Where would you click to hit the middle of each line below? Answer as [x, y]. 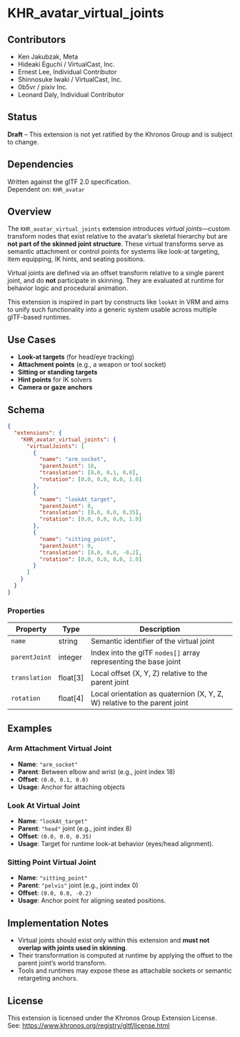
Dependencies [40, 165]
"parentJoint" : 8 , [66, 506]
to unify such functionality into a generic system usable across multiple [112, 309]
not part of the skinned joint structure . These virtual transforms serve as [115, 244]
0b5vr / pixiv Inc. [42, 87]
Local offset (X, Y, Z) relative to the [149, 673]
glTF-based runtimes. [39, 317]
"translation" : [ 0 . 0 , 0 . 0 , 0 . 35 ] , [90, 512]
